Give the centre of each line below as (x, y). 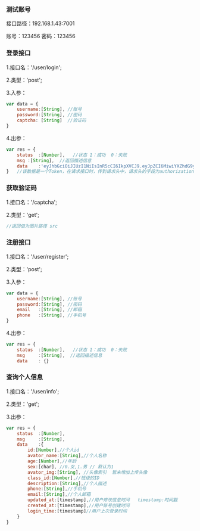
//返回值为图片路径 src (32, 226)
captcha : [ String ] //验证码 (51, 120)
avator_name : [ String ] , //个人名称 (67, 456)
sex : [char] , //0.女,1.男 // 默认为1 (71, 467)
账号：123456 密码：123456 (41, 36)
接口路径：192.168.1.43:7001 (40, 24)
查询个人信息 (25, 377)
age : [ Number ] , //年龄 (52, 461)
